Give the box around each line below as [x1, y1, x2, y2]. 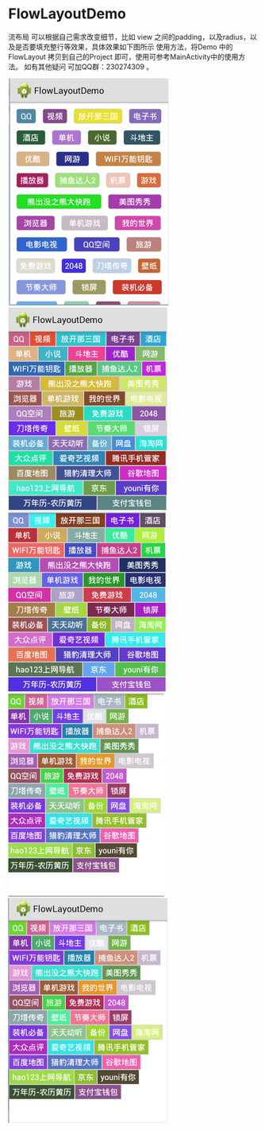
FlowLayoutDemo [8, 5, 127, 23]
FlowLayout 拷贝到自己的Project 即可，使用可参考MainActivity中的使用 [8, 52, 239, 61]
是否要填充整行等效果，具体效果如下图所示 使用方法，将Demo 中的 [14, 41, 233, 52]
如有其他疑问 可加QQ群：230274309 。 [23, 61, 154, 72]
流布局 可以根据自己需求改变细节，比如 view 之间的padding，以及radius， [8, 32, 251, 41]
